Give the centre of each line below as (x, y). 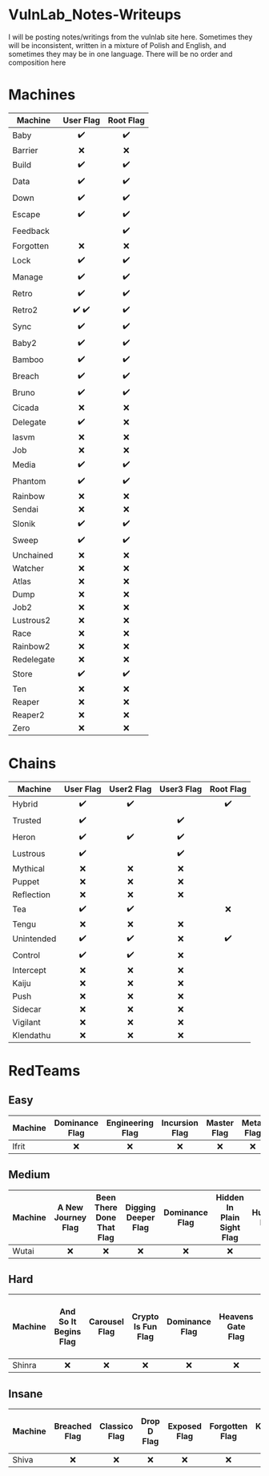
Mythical (29, 868)
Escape (26, 215)
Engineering (130, 1123)
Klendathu (32, 1035)
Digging (141, 1207)
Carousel (106, 1321)
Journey (70, 1217)
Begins (68, 1332)
